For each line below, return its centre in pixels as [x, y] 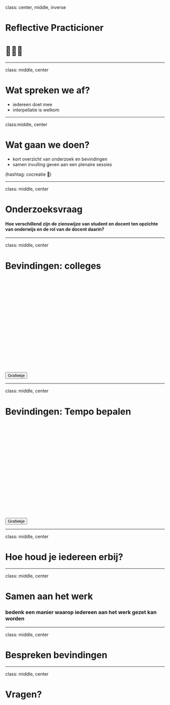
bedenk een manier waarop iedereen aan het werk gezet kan [81, 613]
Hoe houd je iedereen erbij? [64, 557]
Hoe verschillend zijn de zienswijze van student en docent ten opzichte [82, 223]
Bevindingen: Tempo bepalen [68, 411]
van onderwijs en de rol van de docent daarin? [55, 229]
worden [15, 619]
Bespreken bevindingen [56, 655]
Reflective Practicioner [54, 28]
